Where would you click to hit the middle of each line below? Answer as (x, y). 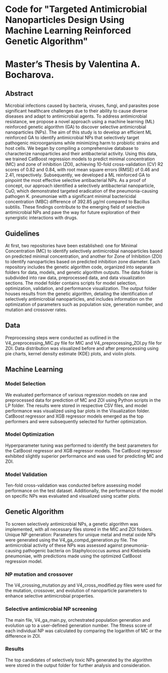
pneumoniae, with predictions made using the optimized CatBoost (73, 556)
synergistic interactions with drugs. (42, 218)
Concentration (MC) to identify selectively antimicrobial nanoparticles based (84, 251)
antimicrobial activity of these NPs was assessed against (64, 545)
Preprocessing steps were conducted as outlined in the (62, 337)
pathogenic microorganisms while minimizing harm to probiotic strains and (82, 143)
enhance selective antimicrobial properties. (50, 596)
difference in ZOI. (23, 636)
